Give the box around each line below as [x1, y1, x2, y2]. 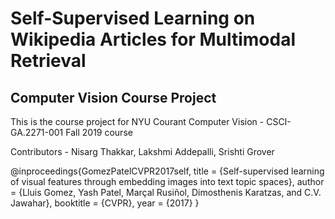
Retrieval [10, 50, 87, 72]
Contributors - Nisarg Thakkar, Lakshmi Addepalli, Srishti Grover [10, 146, 275, 157]
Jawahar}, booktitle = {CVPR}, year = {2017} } [10, 197, 200, 209]
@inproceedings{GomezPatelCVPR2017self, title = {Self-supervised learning [10, 165, 325, 177]
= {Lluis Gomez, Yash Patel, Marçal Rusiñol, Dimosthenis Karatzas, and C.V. [10, 187, 322, 198]
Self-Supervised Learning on [10, 7, 256, 30]
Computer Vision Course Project [10, 89, 217, 106]
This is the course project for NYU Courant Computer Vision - [10, 116, 265, 127]
